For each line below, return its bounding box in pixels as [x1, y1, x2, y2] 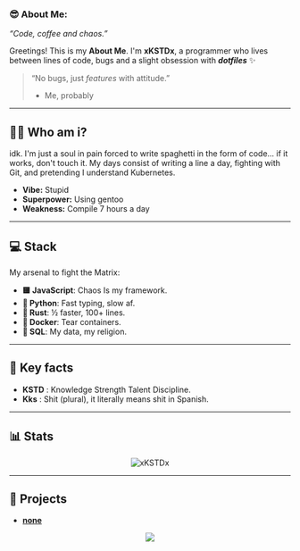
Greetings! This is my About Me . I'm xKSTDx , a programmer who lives [9, 46, 269, 56]
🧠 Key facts [9, 361, 74, 376]
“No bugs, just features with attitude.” [30, 73, 171, 84]
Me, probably [44, 90, 94, 101]
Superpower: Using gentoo [21, 194, 124, 205]
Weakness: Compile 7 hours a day [21, 204, 150, 214]
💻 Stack [9, 238, 57, 254]
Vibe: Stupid [21, 185, 70, 196]
